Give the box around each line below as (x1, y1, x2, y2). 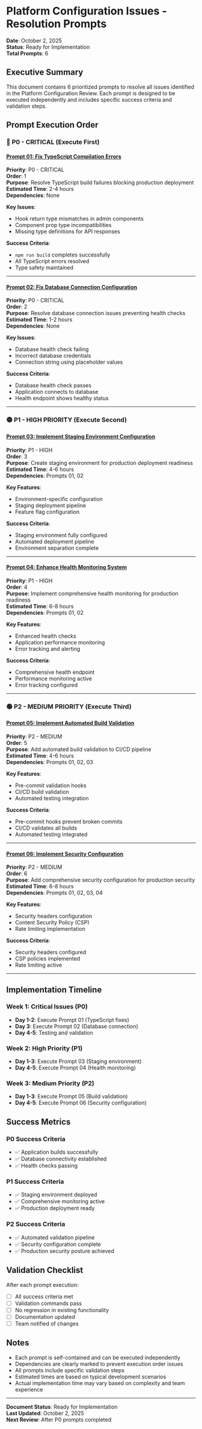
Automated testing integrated (14, 830, 88, 838)
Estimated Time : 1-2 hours (6, 316, 73, 323)
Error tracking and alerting (14, 645, 81, 652)
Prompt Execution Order (6, 120, 99, 130)
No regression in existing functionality (14, 1306, 109, 1313)
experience (14, 1386, 43, 1393)
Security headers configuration (14, 912, 93, 920)
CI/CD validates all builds (14, 824, 78, 832)
